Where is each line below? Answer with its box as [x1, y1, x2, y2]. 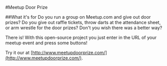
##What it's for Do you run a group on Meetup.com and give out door [5, 14, 151, 20]
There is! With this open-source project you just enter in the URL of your [5, 35, 157, 40]
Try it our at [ [5, 50, 33, 55]
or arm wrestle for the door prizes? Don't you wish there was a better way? [5, 25, 162, 31]
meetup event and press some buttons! [5, 40, 88, 46]
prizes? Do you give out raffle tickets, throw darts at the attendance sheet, [5, 20, 161, 25]
